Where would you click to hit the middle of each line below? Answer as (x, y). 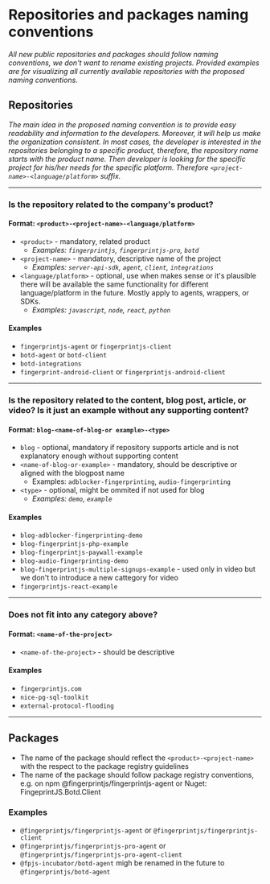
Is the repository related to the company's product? (111, 204)
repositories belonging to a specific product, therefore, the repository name (133, 150)
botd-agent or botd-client (63, 355)
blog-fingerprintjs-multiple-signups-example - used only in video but (137, 569)
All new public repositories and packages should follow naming (113, 54)
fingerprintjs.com (51, 689)
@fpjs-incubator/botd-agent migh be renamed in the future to (122, 862)
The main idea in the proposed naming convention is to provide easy (123, 124)
